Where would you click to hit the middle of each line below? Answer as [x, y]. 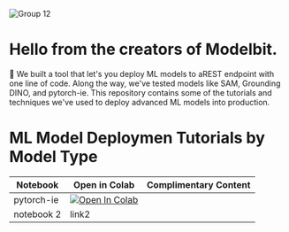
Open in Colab [104, 184]
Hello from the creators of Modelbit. [144, 50]
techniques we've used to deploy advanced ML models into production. [140, 102]
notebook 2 [38, 214]
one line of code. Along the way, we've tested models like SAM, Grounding [145, 83]
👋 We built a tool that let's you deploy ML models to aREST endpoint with [142, 73]
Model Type [53, 157]
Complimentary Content [198, 184]
